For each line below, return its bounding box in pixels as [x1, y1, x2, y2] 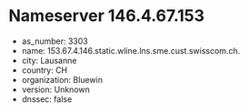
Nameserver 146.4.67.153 [8, 5, 205, 26]
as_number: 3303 [21, 36, 88, 46]
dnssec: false [21, 93, 73, 105]
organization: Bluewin [21, 74, 104, 85]
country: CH [21, 65, 68, 76]
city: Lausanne [21, 55, 77, 66]
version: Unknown [21, 84, 90, 95]
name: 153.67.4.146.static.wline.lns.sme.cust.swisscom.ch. [21, 45, 241, 56]
